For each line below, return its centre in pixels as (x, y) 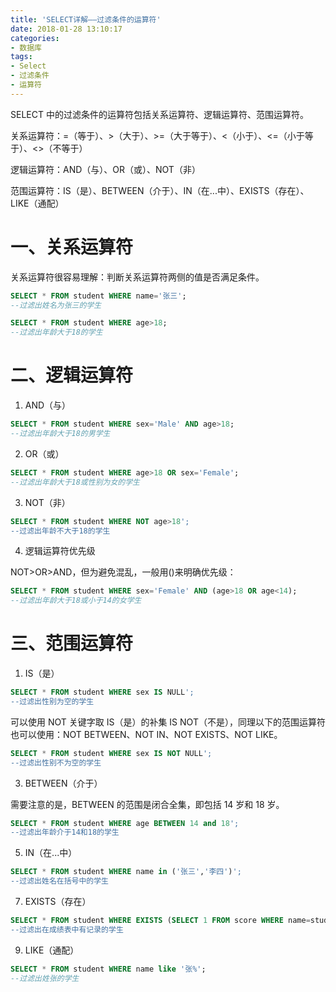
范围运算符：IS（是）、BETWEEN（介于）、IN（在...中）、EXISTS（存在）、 (160, 190)
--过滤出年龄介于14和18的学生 (65, 832)
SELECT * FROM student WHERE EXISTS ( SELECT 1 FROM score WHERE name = (160, 921)
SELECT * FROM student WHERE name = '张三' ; (98, 296)
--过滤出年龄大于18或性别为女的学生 (75, 482)
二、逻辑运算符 (72, 375)
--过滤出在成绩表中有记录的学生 (67, 929)
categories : (35, 38)
